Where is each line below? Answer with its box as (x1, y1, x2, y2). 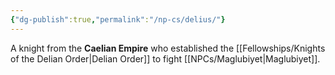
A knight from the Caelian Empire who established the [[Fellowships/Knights (10, 42, 326, 54)
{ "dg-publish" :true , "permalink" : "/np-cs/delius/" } (10, 14, 226, 25)
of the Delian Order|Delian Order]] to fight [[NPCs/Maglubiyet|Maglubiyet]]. (10, 52, 321, 65)
